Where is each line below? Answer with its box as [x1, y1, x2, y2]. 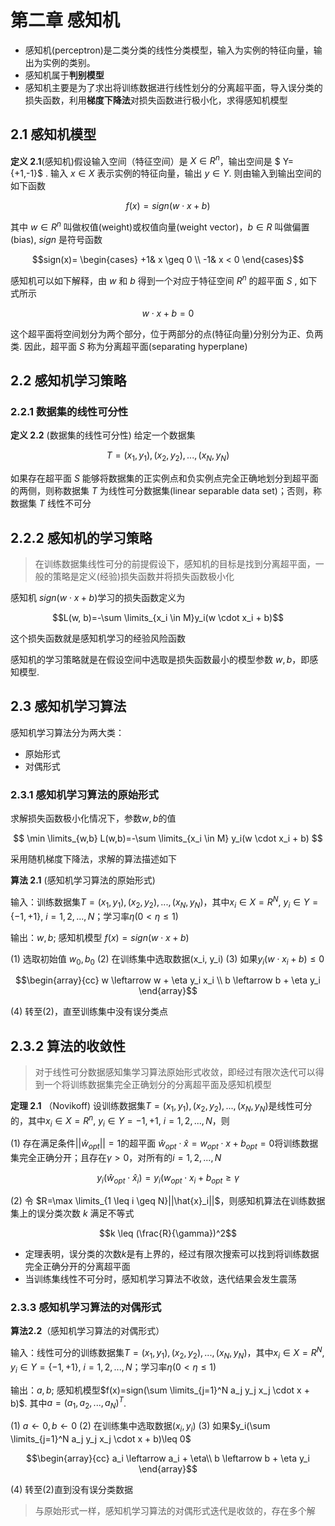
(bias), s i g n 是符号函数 [10, 234, 103, 246]
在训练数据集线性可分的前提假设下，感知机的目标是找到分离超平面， [34, 558, 316, 570]
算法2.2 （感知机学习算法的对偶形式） [10, 1325, 165, 1337]
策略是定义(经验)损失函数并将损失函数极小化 [52, 571, 235, 583]
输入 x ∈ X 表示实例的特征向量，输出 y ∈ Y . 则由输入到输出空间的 [49, 167, 322, 180]
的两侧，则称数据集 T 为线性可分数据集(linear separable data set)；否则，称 [10, 485, 322, 497]
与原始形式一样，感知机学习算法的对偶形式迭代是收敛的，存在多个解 [34, 1504, 316, 1516]
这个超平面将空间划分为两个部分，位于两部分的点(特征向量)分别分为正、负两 [10, 327, 324, 340]
